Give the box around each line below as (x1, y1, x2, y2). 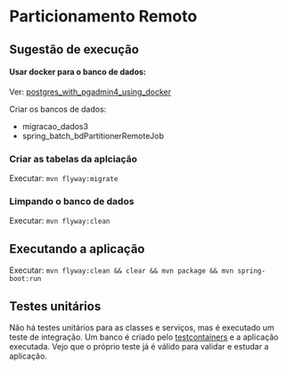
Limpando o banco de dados (9, 195, 135, 207)
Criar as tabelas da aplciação (9, 152, 138, 165)
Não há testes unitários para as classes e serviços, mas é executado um (9, 323, 275, 333)
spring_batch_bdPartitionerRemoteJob (21, 130, 165, 141)
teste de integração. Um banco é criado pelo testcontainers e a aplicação (9, 332, 279, 342)
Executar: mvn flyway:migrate (9, 173, 119, 184)
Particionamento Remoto (9, 6, 198, 27)
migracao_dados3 (21, 120, 89, 131)
